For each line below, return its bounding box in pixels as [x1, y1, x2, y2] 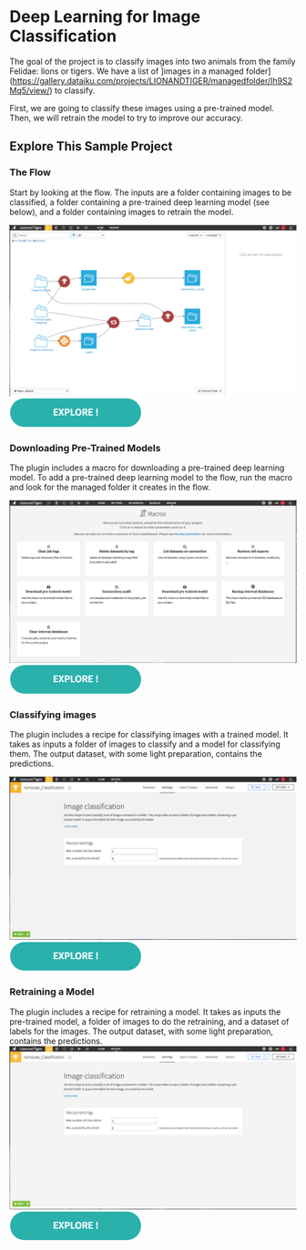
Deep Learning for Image [9, 6, 201, 27]
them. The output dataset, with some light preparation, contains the [9, 749, 262, 759]
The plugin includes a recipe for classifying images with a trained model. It [9, 729, 289, 740]
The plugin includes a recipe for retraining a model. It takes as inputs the [9, 1006, 281, 1018]
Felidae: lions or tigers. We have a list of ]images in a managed [9, 66, 244, 77]
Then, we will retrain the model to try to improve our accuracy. [9, 112, 243, 123]
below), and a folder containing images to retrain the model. [9, 206, 234, 217]
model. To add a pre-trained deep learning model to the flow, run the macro [9, 472, 293, 483]
